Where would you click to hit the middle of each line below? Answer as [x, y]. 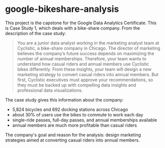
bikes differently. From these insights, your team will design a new [84, 69]
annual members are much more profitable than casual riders [75, 125]
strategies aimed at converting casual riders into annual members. [72, 140]
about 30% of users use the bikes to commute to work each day [78, 114]
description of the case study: [36, 33]
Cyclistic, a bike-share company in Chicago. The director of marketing [89, 48]
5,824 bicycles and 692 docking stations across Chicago [70, 109]
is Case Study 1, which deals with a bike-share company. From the [73, 28]
